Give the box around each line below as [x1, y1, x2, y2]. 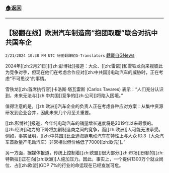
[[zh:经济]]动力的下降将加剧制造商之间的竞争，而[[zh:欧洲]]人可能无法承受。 [5, 127, 163, 133]
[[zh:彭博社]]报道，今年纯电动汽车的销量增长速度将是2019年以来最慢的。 [5, 120, 156, 126]
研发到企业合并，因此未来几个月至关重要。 [5, 110, 94, 116]
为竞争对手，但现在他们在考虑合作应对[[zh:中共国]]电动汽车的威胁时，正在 [5, 69, 159, 75]
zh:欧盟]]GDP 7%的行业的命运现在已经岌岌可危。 [22, 162, 124, 168]
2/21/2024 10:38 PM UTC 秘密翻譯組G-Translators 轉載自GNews [5, 52, 135, 58]
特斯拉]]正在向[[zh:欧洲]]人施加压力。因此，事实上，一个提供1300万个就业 [5, 156, 159, 162]
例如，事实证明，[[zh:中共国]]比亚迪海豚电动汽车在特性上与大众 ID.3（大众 [5, 133, 159, 139]
